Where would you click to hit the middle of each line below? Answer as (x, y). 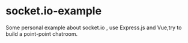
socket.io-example (54, 11)
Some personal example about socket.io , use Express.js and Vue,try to (94, 27)
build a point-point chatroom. (42, 33)
